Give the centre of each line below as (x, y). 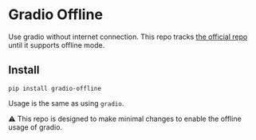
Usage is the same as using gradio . (66, 103)
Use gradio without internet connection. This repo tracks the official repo (128, 37)
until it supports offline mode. (57, 45)
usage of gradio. (35, 127)
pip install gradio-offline (55, 88)
